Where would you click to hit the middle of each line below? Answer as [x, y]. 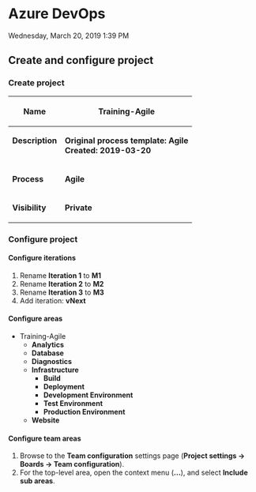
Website [45, 420]
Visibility [29, 208]
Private [78, 208]
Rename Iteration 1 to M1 [60, 275]
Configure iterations [42, 258]
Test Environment [73, 403]
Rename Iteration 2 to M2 [62, 284]
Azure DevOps [57, 14]
